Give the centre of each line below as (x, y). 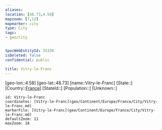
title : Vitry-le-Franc (28, 69)
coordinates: (19, 102)
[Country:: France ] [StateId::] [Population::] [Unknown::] (61, 88)
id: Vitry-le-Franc (25, 97)
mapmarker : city (22, 24)
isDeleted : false (23, 55)
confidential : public (27, 60)
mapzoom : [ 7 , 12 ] (22, 19)
